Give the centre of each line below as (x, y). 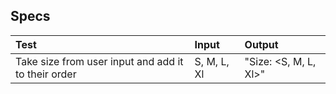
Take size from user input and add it (99, 61)
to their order (46, 74)
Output (261, 44)
